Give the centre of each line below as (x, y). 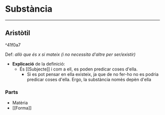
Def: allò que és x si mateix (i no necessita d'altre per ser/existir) (70, 54)
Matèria (20, 103)
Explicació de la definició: (39, 64)
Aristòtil (18, 33)
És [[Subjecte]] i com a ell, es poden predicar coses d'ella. (79, 69)
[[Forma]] (22, 108)
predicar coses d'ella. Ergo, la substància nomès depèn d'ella (89, 79)
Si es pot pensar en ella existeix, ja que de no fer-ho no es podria (93, 74)
